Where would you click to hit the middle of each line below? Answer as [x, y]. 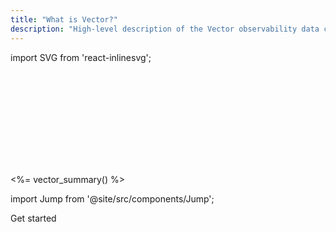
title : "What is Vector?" [64, 19]
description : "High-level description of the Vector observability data [165, 29]
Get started [33, 218]
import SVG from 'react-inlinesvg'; [81, 57]
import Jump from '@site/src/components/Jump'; [112, 198]
